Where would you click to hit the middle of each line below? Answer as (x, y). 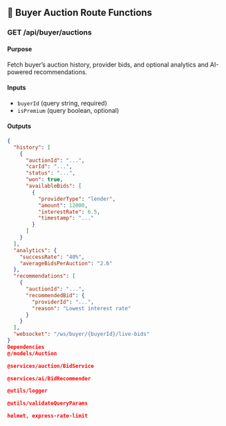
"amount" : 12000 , (63, 205)
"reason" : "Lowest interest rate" (82, 308)
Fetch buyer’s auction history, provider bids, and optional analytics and (108, 64)
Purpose (20, 48)
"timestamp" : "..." (66, 218)
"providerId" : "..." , (63, 302)
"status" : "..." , (50, 173)
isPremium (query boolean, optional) (68, 110)
